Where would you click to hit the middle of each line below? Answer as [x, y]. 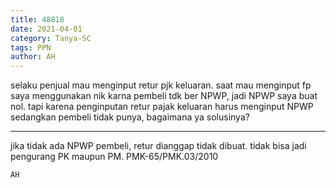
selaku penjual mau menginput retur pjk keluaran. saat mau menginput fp [161, 85]
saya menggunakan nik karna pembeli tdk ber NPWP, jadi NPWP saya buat [164, 96]
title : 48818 [37, 19]
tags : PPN [31, 47]
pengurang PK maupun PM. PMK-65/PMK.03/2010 [114, 157]
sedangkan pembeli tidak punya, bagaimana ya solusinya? [130, 117]
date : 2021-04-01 [46, 29]
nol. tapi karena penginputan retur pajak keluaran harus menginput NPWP [162, 107]
